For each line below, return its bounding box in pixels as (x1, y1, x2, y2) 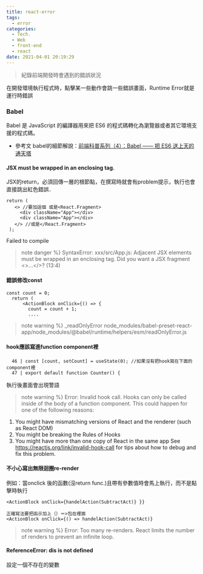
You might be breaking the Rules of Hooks (15, 431, 121, 438)
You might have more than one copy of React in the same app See (15, 437, 181, 444)
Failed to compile (6, 237, 50, 245)
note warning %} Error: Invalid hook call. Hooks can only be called (21, 393, 187, 400)
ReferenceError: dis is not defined (6, 547, 93, 554)
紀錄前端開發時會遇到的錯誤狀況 (21, 71, 101, 79)
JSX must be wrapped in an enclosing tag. (6, 164, 115, 171)
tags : (6, 15, 20, 21)
